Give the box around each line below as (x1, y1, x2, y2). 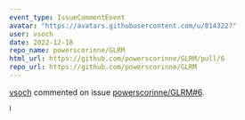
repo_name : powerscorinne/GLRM (9, 46, 126, 55)
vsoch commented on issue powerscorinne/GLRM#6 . (9, 86, 205, 98)
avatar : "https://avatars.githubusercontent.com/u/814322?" (9, 21, 238, 30)
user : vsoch (9, 29, 53, 38)
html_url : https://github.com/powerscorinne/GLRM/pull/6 (9, 54, 225, 63)
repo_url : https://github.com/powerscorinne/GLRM (9, 63, 198, 72)
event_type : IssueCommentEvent (9, 12, 126, 22)
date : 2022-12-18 (9, 37, 74, 47)
